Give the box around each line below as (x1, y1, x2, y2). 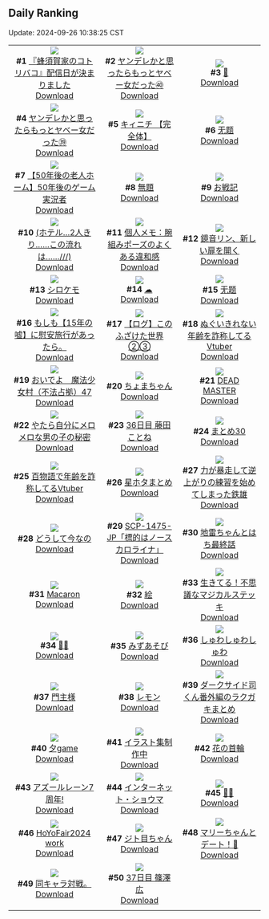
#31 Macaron (29, 588, 81, 600)
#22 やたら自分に (13, 419, 80, 430)
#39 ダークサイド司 (183, 679, 257, 690)
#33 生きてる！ (183, 577, 241, 588)
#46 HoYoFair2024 (18, 827, 91, 838)
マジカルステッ (199, 589, 256, 600)
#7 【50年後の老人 (14, 169, 86, 181)
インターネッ (123, 782, 173, 793)
